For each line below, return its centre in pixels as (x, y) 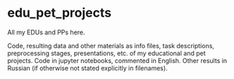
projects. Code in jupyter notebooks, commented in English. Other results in (117, 60)
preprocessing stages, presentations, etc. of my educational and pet (106, 53)
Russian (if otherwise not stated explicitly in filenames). (87, 68)
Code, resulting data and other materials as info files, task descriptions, (111, 45)
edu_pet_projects (59, 13)
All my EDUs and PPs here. (47, 32)
